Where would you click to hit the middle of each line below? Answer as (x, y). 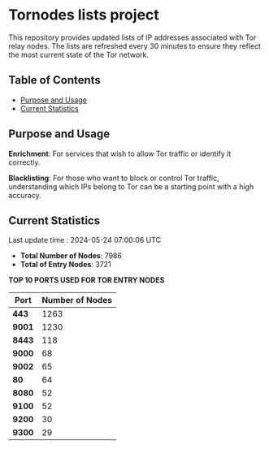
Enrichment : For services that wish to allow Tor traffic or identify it (120, 153)
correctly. (24, 162)
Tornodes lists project (84, 15)
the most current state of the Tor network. (78, 54)
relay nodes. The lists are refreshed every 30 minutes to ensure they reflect (135, 45)
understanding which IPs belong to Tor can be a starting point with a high (131, 186)
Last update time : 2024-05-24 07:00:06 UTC (85, 240)
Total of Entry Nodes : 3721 (65, 265)
